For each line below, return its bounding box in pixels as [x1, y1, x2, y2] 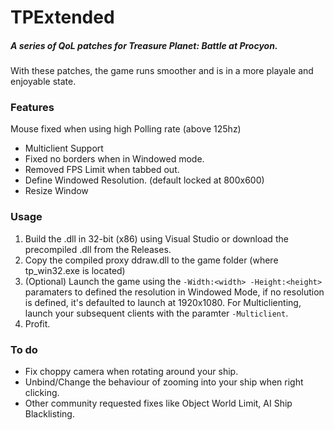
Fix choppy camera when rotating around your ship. [24, 366, 239, 378]
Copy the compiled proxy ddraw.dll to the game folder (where [24, 254, 279, 266]
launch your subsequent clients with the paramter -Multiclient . [24, 307, 289, 319]
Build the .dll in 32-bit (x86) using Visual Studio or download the [24, 232, 289, 245]
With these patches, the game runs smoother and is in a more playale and [10, 65, 314, 77]
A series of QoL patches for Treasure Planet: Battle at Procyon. [10, 39, 278, 51]
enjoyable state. [10, 76, 77, 88]
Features [10, 101, 55, 115]
